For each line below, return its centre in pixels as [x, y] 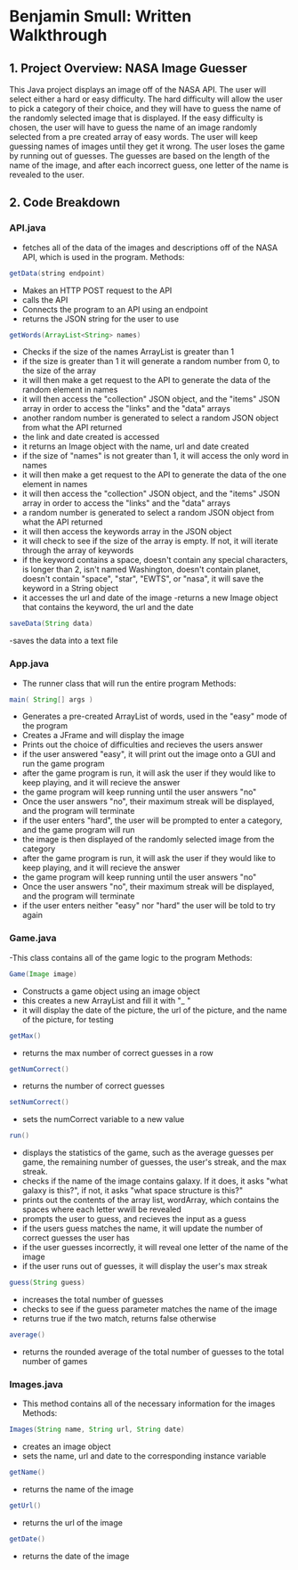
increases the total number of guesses [93, 1300]
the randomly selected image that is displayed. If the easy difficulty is [137, 118]
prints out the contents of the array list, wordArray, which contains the [150, 1200]
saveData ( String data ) [51, 624]
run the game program [63, 764]
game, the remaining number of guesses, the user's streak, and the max [154, 1162]
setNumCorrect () [39, 1102]
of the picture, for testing [68, 1019]
